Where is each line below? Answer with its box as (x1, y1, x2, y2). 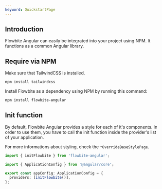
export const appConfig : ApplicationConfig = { (5, 171, 104, 175)
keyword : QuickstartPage (5, 7, 55, 12)
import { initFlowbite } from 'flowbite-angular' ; (5, 153, 110, 158)
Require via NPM (5, 57, 57, 66)
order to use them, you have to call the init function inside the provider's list (5, 129, 157, 135)
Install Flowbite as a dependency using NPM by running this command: (5, 88, 147, 94)
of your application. (5, 134, 44, 140)
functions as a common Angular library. (5, 43, 84, 49)
